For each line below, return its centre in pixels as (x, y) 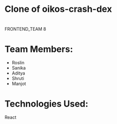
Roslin (18, 63)
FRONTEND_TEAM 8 (25, 29)
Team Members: (39, 49)
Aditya (18, 73)
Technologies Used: (46, 103)
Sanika (19, 68)
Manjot (19, 84)
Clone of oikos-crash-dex (58, 9)
